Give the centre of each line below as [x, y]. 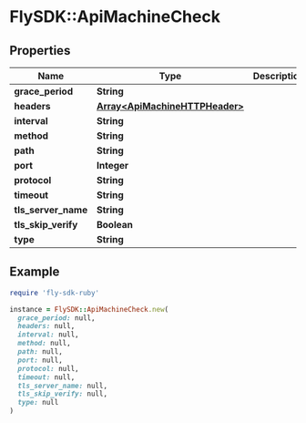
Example [35, 272]
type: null [38, 403]
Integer [112, 165]
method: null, [44, 344]
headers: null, [46, 326]
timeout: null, [46, 377]
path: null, [41, 352]
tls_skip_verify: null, [62, 394]
